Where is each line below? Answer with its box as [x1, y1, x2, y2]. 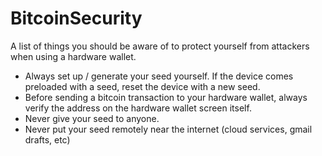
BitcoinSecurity [10, 7, 143, 30]
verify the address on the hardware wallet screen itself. [24, 102, 252, 114]
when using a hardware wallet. [10, 50, 137, 62]
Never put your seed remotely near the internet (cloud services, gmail [24, 123, 313, 135]
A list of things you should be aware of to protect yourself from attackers [10, 40, 310, 52]
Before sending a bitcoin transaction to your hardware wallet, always [24, 91, 308, 103]
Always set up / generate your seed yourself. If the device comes [24, 70, 294, 82]
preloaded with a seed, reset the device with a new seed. [24, 80, 261, 92]
